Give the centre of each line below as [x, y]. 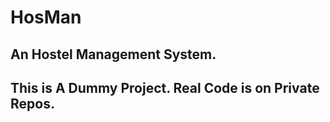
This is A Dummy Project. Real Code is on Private [165, 87]
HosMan [46, 17]
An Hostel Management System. [113, 54]
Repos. [32, 103]
